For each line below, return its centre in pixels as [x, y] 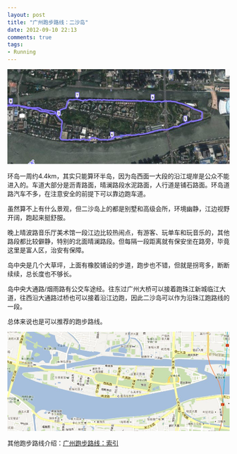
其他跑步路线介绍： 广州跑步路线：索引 [63, 443]
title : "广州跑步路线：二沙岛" [48, 22]
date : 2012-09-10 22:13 [42, 30]
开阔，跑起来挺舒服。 [38, 218]
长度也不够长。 [53, 274]
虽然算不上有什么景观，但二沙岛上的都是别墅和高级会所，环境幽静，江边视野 [119, 209]
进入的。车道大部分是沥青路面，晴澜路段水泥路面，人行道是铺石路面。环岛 [115, 185]
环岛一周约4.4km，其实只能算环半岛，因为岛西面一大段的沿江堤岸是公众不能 [119, 176]
